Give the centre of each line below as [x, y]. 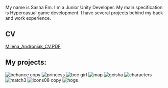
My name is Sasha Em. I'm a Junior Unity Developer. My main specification [84, 7]
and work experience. [28, 18]
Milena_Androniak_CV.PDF [33, 46]
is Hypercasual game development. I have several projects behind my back [84, 13]
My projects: [26, 62]
